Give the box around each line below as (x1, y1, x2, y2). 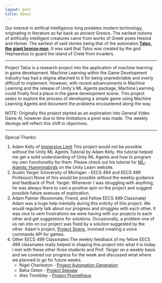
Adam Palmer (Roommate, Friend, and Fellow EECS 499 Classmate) (12, 195, 147, 201)
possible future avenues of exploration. (12, 190, 90, 196)
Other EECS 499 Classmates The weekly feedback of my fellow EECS (12, 236, 150, 242)
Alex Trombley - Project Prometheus (19, 272, 92, 278)
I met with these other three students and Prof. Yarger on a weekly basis (12, 247, 156, 252)
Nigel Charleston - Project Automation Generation (19, 262, 118, 268)
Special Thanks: (5, 134, 37, 140)
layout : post (5, 7, 31, 12)
